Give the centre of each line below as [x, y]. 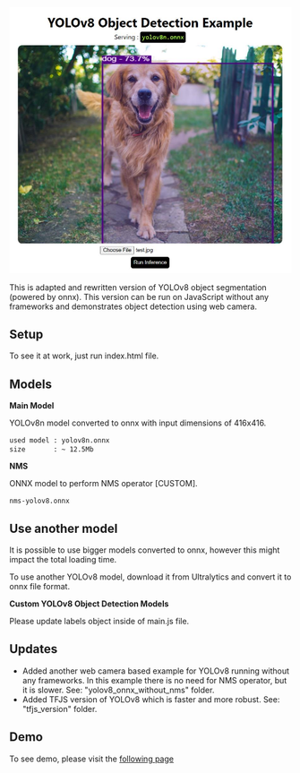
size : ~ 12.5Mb [51, 450]
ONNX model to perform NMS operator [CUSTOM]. [104, 484]
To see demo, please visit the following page [92, 759]
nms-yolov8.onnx [39, 501]
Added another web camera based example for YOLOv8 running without [155, 671]
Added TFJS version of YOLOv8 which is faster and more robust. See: [151, 699]
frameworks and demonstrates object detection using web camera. [133, 306]
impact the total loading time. [63, 559]
